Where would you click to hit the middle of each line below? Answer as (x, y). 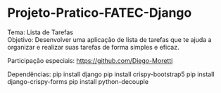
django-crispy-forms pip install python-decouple (78, 81)
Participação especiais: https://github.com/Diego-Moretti (90, 60)
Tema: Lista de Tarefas (40, 32)
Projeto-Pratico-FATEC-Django (100, 13)
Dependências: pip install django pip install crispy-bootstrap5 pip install (111, 74)
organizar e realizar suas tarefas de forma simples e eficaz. (93, 47)
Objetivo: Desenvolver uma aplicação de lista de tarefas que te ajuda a (110, 39)
